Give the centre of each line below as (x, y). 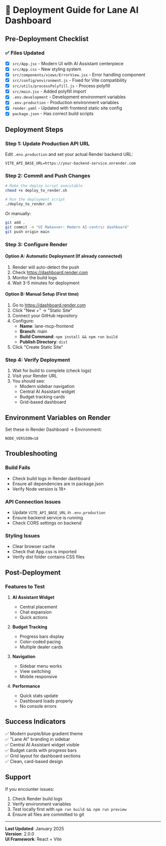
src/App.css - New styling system (47, 69)
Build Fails (18, 467)
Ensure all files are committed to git (48, 814)
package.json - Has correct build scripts (53, 114)
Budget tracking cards (42, 397)
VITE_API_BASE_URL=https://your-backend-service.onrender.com (70, 163)
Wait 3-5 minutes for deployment (46, 283)
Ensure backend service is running (47, 518)
